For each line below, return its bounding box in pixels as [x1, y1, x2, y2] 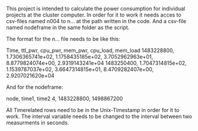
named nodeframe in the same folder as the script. [6, 24, 130, 31]
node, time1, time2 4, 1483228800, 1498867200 [6, 95, 123, 102]
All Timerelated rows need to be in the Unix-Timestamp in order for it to [6, 107, 180, 113]
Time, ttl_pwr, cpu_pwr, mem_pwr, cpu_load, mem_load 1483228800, [6, 47, 174, 54]
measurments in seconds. [6, 119, 69, 126]
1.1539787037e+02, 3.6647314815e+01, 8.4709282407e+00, [6, 66, 154, 73]
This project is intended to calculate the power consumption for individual [6, 5, 186, 12]
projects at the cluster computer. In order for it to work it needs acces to [6, 11, 181, 18]
